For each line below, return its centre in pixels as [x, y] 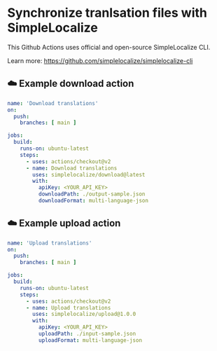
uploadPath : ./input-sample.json [87, 334]
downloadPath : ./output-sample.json [92, 194]
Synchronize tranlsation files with [107, 13]
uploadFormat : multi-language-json [90, 340]
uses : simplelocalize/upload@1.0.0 [84, 314]
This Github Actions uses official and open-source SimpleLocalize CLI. [109, 47]
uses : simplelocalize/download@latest [89, 174]
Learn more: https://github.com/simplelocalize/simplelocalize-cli [100, 60]
